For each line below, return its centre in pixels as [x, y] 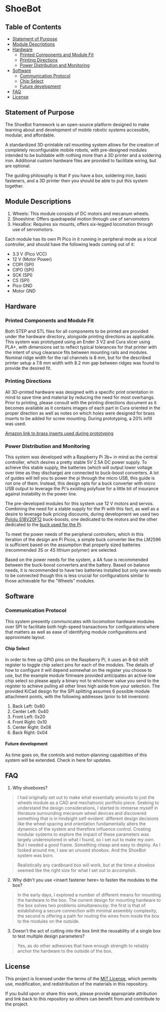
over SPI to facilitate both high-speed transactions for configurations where [82, 627]
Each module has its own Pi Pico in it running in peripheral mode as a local [81, 239]
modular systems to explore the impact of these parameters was [83, 834]
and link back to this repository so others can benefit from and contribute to [83, 999]
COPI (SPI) [23, 264]
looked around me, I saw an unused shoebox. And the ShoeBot [82, 850]
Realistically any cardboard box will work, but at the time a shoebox [86, 865]
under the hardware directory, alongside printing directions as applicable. [80, 337]
